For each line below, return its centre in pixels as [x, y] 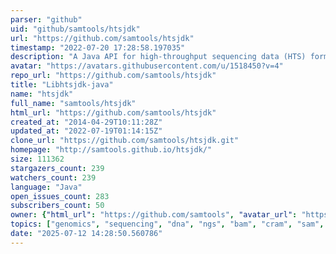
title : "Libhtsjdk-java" [62, 85]
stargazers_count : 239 [57, 168]
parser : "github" [46, 19]
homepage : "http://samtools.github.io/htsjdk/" [111, 150]
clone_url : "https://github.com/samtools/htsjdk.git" [125, 141]
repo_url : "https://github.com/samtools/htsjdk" [113, 76]
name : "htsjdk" [42, 94]
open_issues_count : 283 [60, 196]
